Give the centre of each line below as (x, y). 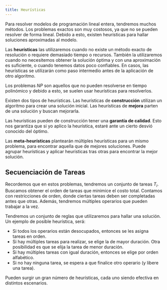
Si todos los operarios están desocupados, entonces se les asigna (80, 231)
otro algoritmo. (20, 76)
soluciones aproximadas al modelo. (41, 40)
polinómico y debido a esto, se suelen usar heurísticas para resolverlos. (79, 91)
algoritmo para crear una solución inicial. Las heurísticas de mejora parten (82, 105)
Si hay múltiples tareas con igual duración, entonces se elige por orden (85, 252)
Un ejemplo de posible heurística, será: (45, 221)
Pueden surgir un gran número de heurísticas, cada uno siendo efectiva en (82, 278)
